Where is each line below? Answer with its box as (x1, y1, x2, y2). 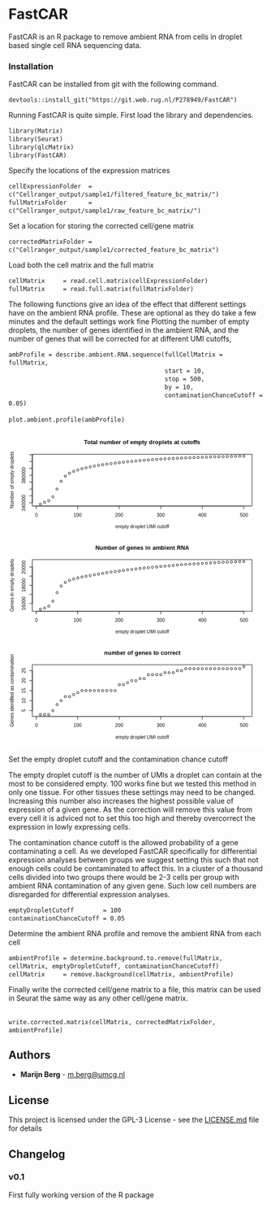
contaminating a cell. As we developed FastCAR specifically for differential (8, 846, 257, 856)
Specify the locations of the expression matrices (8, 166, 170, 176)
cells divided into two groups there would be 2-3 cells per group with (8, 872, 239, 882)
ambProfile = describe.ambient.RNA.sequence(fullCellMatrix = (8, 351, 223, 359)
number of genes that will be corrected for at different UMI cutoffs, (8, 334, 232, 344)
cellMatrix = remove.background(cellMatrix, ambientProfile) (8, 970, 234, 979)
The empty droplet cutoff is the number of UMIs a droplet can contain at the (8, 770, 262, 779)
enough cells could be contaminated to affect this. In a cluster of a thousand (8, 863, 264, 873)
